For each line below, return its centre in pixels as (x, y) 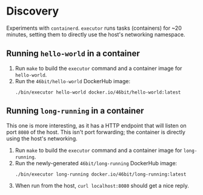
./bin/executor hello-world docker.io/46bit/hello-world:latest (98, 92)
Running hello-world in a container (73, 54)
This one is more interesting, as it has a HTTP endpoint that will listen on (96, 125)
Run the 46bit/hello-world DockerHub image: (72, 81)
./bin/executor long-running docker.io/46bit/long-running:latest (101, 174)
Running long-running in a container (75, 111)
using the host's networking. (42, 139)
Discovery (33, 11)
